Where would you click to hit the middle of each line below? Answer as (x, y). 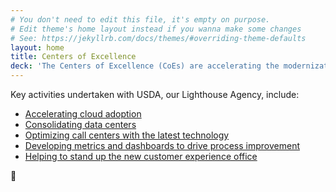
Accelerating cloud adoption (83, 114)
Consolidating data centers (80, 124)
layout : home (37, 47)
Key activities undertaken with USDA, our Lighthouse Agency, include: (155, 94)
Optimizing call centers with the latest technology (127, 135)
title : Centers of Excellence (73, 57)
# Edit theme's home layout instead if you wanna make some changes (156, 29)
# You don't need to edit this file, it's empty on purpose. (140, 19)
